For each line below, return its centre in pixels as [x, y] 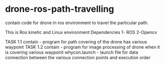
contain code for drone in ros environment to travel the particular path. [77, 23]
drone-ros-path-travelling [60, 9]
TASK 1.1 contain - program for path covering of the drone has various [76, 42]
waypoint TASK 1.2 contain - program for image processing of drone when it [82, 47]
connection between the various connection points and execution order [78, 57]
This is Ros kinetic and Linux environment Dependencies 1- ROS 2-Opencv [81, 32]
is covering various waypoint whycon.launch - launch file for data [72, 52]
